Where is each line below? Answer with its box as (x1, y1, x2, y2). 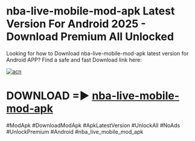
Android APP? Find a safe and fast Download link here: (6, 56, 142, 63)
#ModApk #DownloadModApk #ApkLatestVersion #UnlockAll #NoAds (6, 122, 181, 129)
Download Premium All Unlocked (6, 30, 174, 43)
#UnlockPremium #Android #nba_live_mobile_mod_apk (6, 128, 144, 135)
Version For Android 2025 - (6, 17, 146, 31)
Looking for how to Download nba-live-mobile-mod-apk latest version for (6, 49, 189, 57)
